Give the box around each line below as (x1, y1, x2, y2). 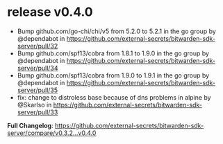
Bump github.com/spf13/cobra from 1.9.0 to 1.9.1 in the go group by (17, 71, 210, 80)
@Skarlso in (17, 100, 52, 109)
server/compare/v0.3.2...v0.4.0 (7, 129, 97, 137)
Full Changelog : (7, 121, 53, 129)
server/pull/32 (17, 42, 58, 50)
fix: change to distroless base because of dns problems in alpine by (17, 93, 211, 101)
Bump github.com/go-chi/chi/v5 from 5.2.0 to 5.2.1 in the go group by (17, 27, 217, 35)
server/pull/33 (17, 108, 58, 116)
